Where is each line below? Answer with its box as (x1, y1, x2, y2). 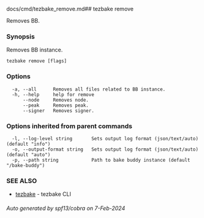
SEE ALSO (6, 176, 37, 185)
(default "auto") (6, 151, 51, 158)
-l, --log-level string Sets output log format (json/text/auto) (12, 135, 199, 141)
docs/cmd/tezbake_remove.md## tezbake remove (6, 6, 134, 12)
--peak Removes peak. (22, 102, 89, 108)
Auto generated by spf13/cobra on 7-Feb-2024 (6, 205, 126, 212)
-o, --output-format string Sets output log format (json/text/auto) (12, 146, 199, 152)
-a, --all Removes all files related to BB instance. (12, 86, 166, 92)
